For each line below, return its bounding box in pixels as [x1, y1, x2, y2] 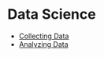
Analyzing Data [18, 39, 69, 48]
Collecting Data [18, 31, 69, 41]
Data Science [7, 5, 96, 23]
